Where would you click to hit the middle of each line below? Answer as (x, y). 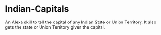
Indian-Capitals (37, 9)
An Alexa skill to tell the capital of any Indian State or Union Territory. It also (81, 22)
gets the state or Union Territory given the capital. (55, 27)
